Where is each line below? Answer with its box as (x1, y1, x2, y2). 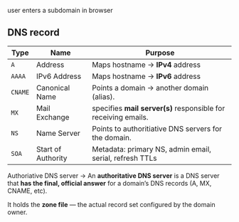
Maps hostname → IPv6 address (92, 71, 201, 81)
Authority (36, 153, 68, 163)
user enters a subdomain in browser (7, 6, 114, 14)
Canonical (36, 83, 70, 92)
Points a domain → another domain (92, 83, 208, 92)
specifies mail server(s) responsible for (92, 103, 225, 113)
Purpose (145, 48, 175, 58)
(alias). (92, 92, 115, 102)
